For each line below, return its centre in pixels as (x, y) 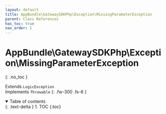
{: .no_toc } (16, 77)
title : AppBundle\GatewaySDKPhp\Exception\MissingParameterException (79, 14)
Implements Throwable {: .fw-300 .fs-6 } (46, 92)
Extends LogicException (30, 87)
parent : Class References (32, 19)
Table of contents (28, 102)
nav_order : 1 (19, 28)
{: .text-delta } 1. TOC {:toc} (33, 107)
